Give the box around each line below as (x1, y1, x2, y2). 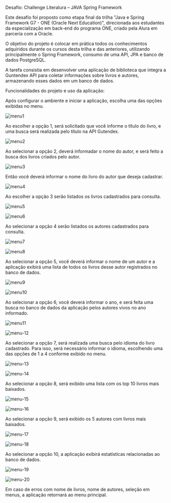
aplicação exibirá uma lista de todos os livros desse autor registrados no (5, 264, 158, 270)
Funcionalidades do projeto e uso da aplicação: (5, 88, 105, 94)
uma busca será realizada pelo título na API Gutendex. (5, 128, 119, 134)
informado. (5, 310, 29, 316)
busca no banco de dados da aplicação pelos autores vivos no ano (5, 305, 146, 311)
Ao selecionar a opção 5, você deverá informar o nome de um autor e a (5, 258, 155, 265)
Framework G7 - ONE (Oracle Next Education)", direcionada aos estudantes (5, 20, 164, 26)
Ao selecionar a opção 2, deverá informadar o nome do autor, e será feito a (5, 148, 163, 154)
